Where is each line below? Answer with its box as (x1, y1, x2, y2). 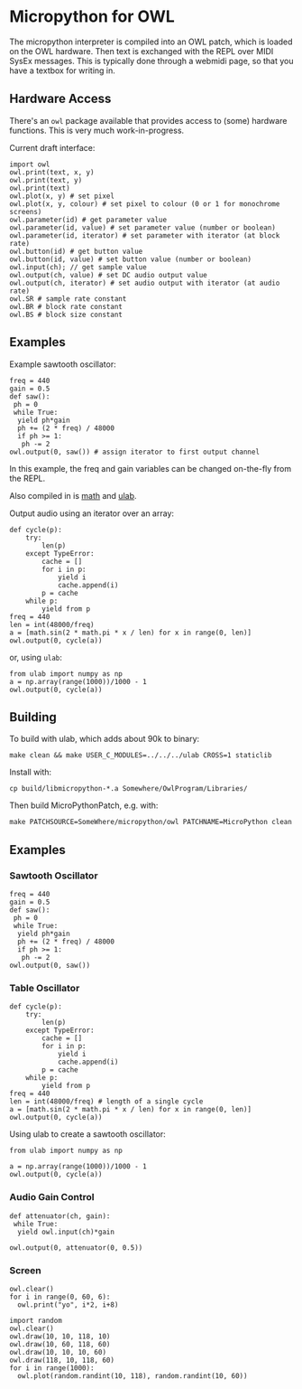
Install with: (9, 766, 52, 778)
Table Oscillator (9, 981, 80, 994)
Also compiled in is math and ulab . (9, 490, 137, 501)
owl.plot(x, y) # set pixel (9, 192, 115, 201)
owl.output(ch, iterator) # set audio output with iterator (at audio (9, 278, 280, 287)
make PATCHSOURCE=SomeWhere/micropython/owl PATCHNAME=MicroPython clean (9, 818, 293, 827)
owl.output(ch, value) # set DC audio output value (9, 270, 207, 279)
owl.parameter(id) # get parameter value (9, 215, 168, 224)
